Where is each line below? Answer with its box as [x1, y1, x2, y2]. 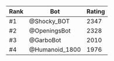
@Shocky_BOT [29, 17, 70, 25]
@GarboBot [29, 36, 61, 44]
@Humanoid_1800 [29, 46, 81, 53]
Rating [87, 8, 105, 15]
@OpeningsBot [29, 27, 71, 34]
